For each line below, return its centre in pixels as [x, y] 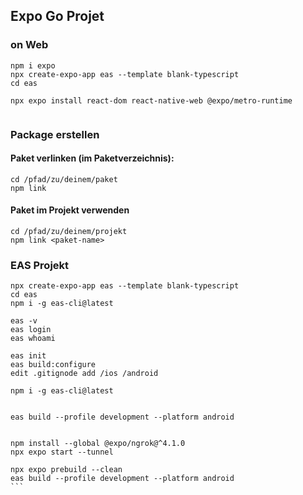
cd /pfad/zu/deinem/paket [64, 179]
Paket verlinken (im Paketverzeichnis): [92, 158]
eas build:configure [53, 365]
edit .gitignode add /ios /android [84, 374]
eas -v [24, 321]
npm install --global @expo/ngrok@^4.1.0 [98, 444]
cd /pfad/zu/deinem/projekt [69, 232]
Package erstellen [55, 134]
